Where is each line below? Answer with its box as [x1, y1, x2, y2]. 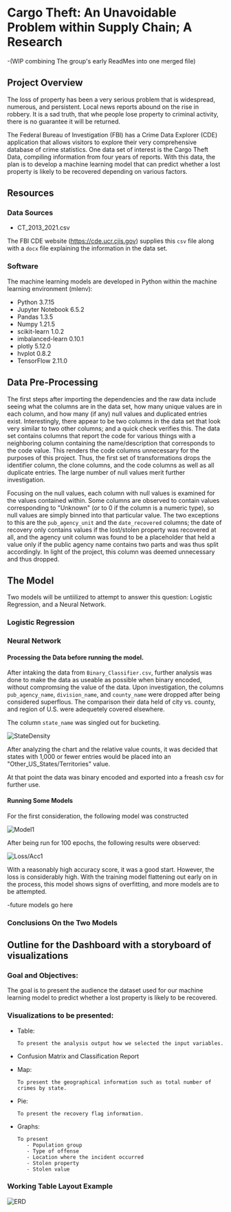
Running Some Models [7, 797, 74, 804]
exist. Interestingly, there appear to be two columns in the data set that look [7, 417, 221, 425]
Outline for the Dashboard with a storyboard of [7, 939, 212, 951]
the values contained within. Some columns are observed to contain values [7, 496, 220, 504]
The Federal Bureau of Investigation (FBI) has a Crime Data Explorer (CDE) [7, 130, 218, 139]
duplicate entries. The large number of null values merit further [7, 468, 186, 477]
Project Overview [7, 77, 83, 89]
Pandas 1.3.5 [16, 312, 54, 321]
